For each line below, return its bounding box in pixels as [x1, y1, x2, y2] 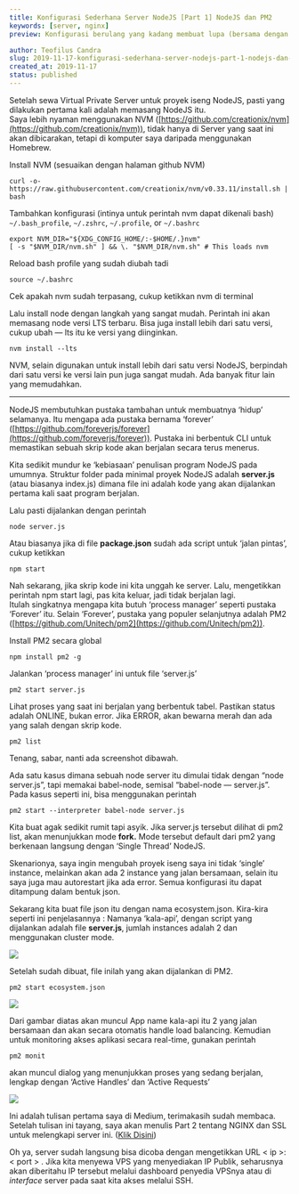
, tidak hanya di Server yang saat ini [142, 123, 274, 134]
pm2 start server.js [9, 685, 86, 694]
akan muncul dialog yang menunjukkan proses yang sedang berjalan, [9, 1067, 264, 1077]
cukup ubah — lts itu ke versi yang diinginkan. [9, 327, 178, 337]
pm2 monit [9, 1052, 46, 1060]
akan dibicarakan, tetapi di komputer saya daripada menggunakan [9, 133, 252, 143]
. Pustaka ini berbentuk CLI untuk [149, 433, 271, 443]
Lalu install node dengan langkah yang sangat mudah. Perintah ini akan [9, 308, 271, 319]
